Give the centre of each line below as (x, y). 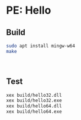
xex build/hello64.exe (34, 112)
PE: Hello (29, 10)
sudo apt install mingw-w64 (41, 46)
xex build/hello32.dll (34, 95)
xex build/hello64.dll (34, 106)
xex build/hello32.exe (34, 101)
